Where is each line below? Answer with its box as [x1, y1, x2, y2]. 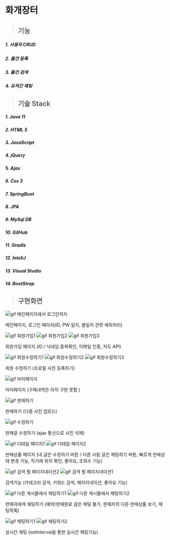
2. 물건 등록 [5, 55, 28, 62]
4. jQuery [5, 152, 25, 158]
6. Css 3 [5, 178, 23, 184]
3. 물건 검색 [5, 69, 28, 75]
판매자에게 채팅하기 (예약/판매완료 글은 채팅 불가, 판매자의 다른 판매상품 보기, [5, 501, 157, 507]
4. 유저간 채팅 [5, 83, 32, 89]
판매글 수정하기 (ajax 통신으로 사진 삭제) [5, 430, 85, 436]
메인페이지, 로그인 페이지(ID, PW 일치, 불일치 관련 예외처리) [5, 321, 123, 328]
